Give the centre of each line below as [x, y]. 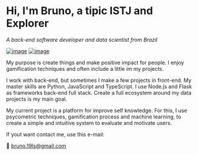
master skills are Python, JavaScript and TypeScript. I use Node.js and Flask [99, 86]
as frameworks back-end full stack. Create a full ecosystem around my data [99, 93]
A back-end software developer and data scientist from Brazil [82, 39]
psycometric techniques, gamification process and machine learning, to [94, 117]
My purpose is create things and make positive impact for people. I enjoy [95, 62]
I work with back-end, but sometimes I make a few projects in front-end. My [99, 80]
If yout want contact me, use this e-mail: [55, 134]
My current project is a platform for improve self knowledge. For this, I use [97, 110]
